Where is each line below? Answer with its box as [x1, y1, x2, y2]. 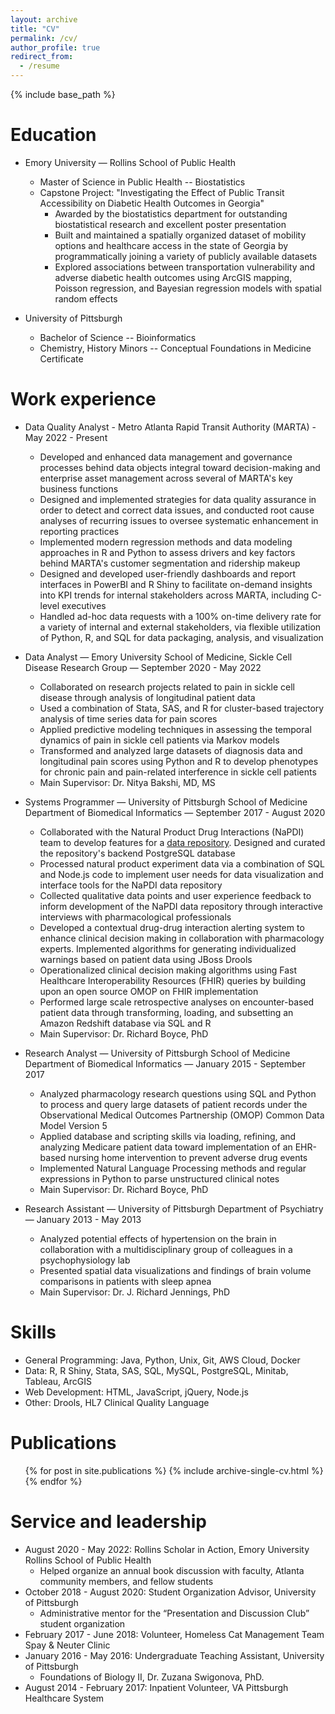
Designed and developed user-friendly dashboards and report [39, 567, 297, 580]
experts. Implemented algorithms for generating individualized [39, 942, 297, 955]
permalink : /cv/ [10, 33, 78, 43]
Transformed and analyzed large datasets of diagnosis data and [39, 744, 303, 756]
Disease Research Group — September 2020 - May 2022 [24, 661, 262, 673]
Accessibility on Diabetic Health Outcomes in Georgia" [39, 197, 265, 209]
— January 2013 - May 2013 [24, 1213, 142, 1225]
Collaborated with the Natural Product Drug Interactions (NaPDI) [39, 826, 305, 838]
